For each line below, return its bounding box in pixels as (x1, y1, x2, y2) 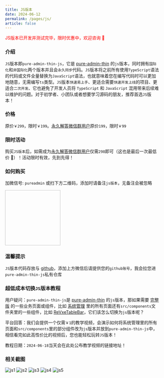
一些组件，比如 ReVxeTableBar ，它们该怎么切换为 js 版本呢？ (22, 309, 144, 315)
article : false (5, 21, 36, 26)
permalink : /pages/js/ (5, 16, 52, 21)
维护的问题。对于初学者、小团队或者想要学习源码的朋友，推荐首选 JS (9, 91, 147, 97)
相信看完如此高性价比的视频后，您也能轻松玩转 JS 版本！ (5, 332, 117, 338)
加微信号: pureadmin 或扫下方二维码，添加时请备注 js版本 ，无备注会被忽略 (5, 180, 152, 186)
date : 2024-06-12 (5, 12, 41, 17)
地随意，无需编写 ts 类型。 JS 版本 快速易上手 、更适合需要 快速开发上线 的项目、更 (5, 79, 158, 85)
